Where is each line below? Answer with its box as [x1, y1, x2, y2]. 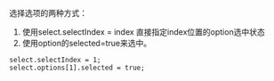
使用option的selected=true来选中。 [21, 38, 152, 48]
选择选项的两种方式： [9, 8, 87, 18]
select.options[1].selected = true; [9, 63, 145, 72]
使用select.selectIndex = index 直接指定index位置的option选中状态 [21, 27, 265, 37]
